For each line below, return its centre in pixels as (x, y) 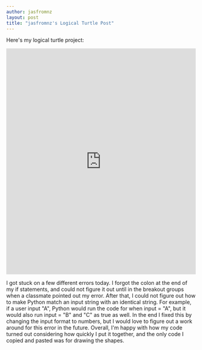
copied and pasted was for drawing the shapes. (65, 340)
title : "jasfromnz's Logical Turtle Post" (60, 23)
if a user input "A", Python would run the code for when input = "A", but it (96, 308)
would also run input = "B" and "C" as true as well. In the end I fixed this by (99, 315)
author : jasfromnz (29, 12)
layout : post (23, 17)
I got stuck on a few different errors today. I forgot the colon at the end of (97, 283)
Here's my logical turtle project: (45, 40)
